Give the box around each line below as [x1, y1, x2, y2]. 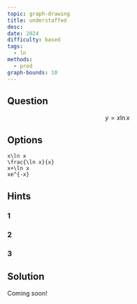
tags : [7, 43, 23, 50]
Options [7, 134, 43, 146]
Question [7, 95, 48, 107]
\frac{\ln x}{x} [7, 159, 55, 166]
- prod [13, 62, 33, 70]
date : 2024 [7, 29, 39, 37]
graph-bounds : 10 [7, 69, 58, 76]
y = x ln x [105, 114, 130, 122]
